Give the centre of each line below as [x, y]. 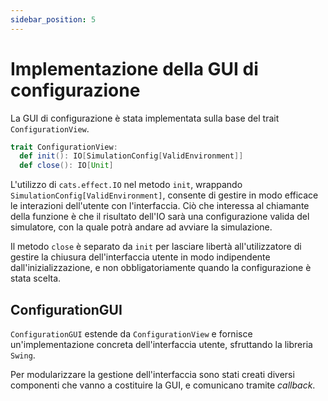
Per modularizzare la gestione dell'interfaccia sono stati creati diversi [152, 374]
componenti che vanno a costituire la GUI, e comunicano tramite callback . [163, 385]
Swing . [23, 355]
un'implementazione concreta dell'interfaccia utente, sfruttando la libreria [161, 344]
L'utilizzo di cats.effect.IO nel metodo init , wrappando [126, 185]
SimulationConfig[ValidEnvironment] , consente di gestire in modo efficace [164, 195]
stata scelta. [36, 278]
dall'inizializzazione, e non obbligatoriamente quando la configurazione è [161, 268]
